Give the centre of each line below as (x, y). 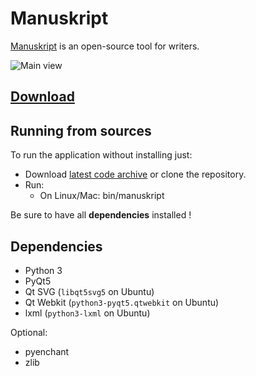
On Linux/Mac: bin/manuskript (102, 196)
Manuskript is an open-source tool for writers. (105, 46)
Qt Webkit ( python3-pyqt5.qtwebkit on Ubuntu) (122, 302)
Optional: (29, 332)
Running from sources (81, 130)
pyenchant (47, 351)
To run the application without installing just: (101, 155)
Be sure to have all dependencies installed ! (101, 215)
